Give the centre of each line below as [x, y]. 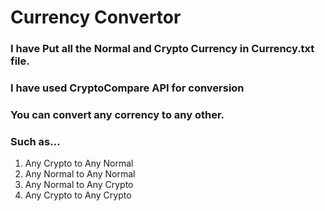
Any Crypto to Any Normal [79, 163]
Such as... [35, 141]
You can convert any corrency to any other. [117, 114]
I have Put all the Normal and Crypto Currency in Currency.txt [162, 49]
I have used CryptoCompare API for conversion [127, 88]
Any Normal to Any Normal [80, 174]
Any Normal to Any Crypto [79, 185]
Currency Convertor [96, 17]
